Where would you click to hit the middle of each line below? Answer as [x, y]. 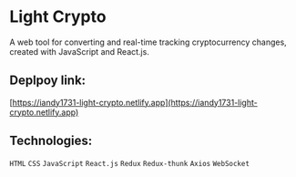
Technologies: [51, 141]
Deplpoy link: [48, 81]
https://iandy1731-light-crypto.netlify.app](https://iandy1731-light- [135, 102]
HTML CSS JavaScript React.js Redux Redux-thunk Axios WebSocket [130, 163]
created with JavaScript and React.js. [80, 51]
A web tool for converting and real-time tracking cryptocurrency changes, [148, 42]
